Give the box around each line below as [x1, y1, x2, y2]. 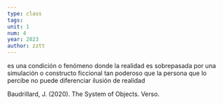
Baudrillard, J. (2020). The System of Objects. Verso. [7, 90, 160, 98]
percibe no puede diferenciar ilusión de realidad [7, 76, 145, 84]
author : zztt [7, 42, 45, 49]
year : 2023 [7, 36, 39, 43]
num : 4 [7, 29, 27, 37]
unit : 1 [7, 23, 30, 30]
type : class [7, 10, 42, 17]
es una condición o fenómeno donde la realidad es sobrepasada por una [7, 62, 217, 70]
